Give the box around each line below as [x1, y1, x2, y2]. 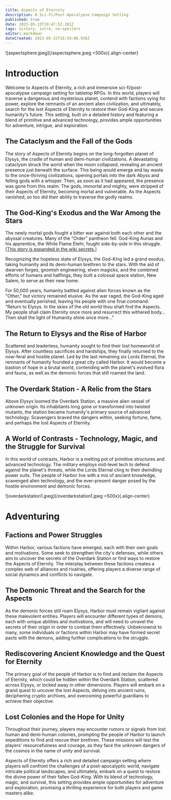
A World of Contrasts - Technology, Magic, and [5, 435, 158, 443]
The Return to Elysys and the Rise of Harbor [5, 329, 147, 338]
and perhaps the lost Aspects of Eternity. [5, 420, 91, 426]
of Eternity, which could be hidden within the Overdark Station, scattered [5, 676, 158, 682]
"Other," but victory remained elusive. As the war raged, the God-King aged [5, 293, 164, 299]
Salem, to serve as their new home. [5, 278, 79, 284]
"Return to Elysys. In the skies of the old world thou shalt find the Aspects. [5, 304, 161, 310]
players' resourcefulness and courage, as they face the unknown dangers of [5, 742, 166, 749]
